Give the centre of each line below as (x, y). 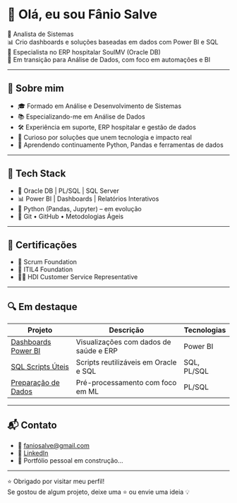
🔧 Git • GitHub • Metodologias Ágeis (71, 216)
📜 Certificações (42, 245)
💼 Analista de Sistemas (41, 34)
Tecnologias (205, 330)
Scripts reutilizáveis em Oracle (126, 362)
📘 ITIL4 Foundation (45, 270)
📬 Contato (32, 425)
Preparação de (35, 383)
